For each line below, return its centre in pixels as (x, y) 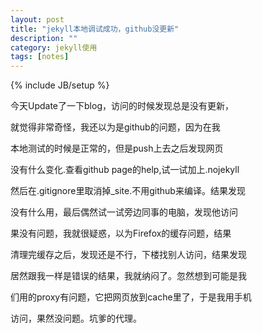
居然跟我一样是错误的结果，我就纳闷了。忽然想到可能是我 (128, 276)
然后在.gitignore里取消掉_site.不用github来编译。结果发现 (128, 191)
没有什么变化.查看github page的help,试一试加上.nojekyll (125, 170)
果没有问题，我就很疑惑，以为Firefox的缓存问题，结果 (121, 233)
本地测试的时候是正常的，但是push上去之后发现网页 (117, 148)
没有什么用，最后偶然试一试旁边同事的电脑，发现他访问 (124, 212)
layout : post (37, 19)
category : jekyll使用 (54, 47)
